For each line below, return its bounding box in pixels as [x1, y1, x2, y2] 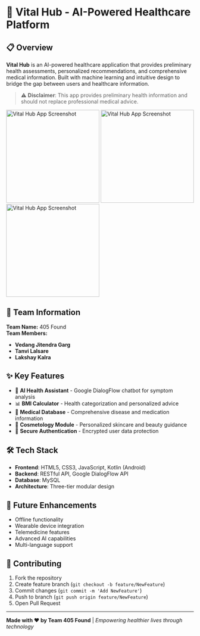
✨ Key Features [6, 371, 64, 381]
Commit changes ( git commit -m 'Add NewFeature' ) [14, 587, 142, 594]
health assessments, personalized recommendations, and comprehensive [6, 68, 187, 74]
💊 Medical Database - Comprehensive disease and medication [14, 408, 170, 415]
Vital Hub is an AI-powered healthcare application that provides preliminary [6, 61, 192, 68]
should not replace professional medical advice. [20, 98, 139, 105]
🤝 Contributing [6, 559, 62, 569]
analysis [14, 393, 36, 400]
